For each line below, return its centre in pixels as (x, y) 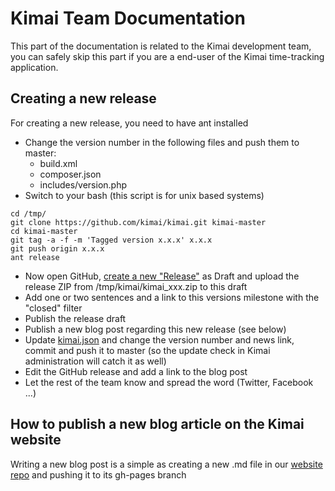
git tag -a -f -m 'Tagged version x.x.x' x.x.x (111, 240)
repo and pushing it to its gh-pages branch (98, 474)
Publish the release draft (75, 318)
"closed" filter (53, 308)
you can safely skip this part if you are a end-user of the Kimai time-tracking (167, 56)
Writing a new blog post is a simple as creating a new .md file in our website (166, 464)
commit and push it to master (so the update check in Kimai (147, 350)
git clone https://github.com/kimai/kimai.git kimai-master (138, 222)
